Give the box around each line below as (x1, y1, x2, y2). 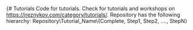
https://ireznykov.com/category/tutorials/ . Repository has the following (6, 11, 180, 18)
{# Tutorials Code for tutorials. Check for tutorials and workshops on (6, 5, 175, 12)
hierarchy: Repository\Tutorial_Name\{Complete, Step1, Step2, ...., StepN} (6, 18, 188, 24)
